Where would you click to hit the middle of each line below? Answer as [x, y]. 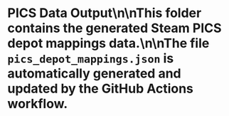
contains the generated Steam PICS [114, 28]
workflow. [38, 104]
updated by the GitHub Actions [101, 89]
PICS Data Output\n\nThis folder [105, 13]
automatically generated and [94, 74]
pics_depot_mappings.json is [91, 59]
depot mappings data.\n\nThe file [108, 43]
